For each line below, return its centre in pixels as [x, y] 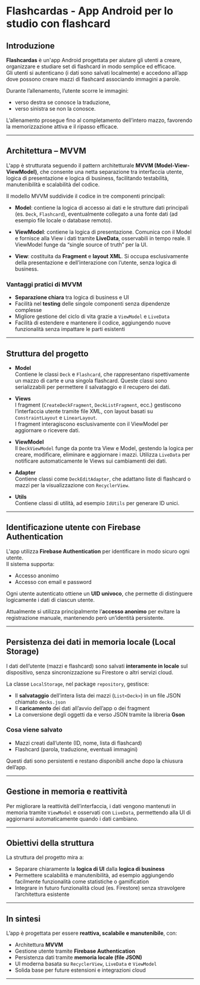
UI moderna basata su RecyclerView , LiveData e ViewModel [86, 964]
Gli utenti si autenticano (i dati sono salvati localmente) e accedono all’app [97, 73]
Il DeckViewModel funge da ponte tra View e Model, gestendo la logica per [104, 448]
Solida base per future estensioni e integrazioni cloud [80, 970]
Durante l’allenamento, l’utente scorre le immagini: [68, 91]
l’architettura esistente [42, 894]
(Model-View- [172, 165]
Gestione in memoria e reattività [67, 792]
